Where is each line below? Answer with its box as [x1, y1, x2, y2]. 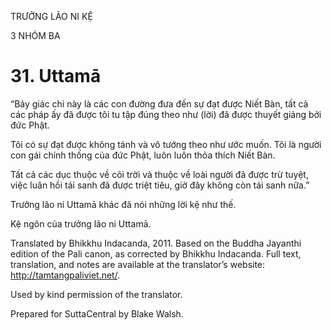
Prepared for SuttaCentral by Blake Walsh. [10, 307, 184, 320]
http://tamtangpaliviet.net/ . [10, 269, 121, 281]
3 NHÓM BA [10, 30, 61, 41]
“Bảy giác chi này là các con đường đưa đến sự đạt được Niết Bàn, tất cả [10, 97, 309, 110]
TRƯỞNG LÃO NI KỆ [10, 11, 93, 22]
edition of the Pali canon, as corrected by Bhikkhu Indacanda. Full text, [10, 247, 302, 260]
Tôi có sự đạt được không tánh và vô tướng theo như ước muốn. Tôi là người [10, 138, 322, 150]
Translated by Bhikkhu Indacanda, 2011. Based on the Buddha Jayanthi [10, 237, 302, 249]
